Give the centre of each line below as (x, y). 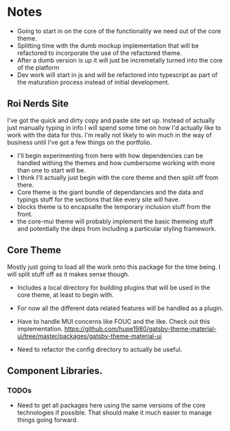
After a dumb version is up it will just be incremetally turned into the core (120, 60)
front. (25, 214)
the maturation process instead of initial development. (93, 82)
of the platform (38, 67)
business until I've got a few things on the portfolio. (80, 142)
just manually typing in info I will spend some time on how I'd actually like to (114, 127)
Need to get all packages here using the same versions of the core (111, 406)
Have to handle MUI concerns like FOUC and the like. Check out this (114, 321)
